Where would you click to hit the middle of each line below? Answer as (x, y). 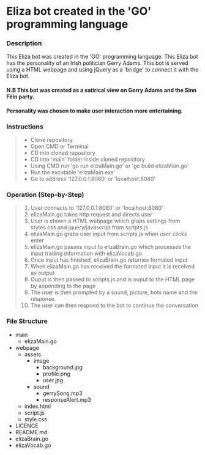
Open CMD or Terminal (59, 146)
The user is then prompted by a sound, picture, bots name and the (114, 292)
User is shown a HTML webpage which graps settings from (105, 221)
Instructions (25, 127)
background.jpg (62, 367)
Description (24, 43)
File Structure (27, 321)
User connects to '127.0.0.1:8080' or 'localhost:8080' (97, 208)
